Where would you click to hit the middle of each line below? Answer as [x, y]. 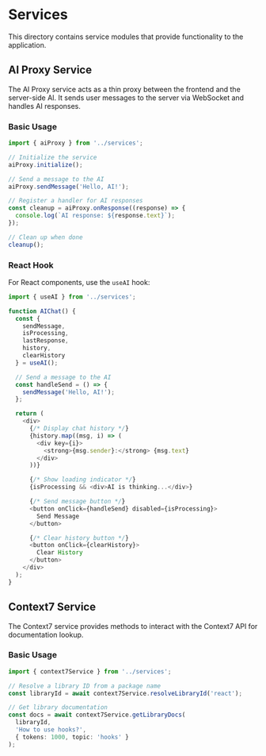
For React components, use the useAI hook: [79, 282]
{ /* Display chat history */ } [79, 429]
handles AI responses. [45, 106]
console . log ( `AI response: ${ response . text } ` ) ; [95, 216]
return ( [30, 414]
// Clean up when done [46, 237]
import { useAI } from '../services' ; [72, 297]
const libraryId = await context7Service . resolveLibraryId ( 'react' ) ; [125, 693]
